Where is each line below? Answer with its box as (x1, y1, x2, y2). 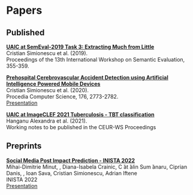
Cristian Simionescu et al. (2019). (6, 50, 88, 57)
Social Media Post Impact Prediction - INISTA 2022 (6, 157, 135, 164)
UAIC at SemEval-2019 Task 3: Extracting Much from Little (6, 43, 155, 50)
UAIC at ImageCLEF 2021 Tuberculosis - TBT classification (6, 111, 155, 118)
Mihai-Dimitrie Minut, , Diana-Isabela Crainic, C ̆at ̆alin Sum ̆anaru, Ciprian (6, 163, 188, 170)
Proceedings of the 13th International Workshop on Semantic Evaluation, (6, 56, 185, 63)
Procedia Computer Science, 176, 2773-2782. (6, 93, 119, 100)
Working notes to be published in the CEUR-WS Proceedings (6, 124, 156, 130)
